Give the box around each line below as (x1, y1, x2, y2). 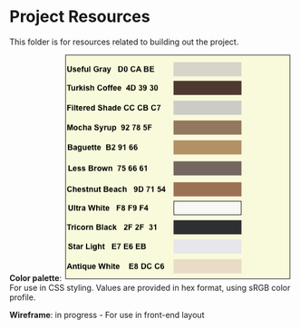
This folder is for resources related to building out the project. (9, 36, 239, 47)
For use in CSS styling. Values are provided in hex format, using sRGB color (9, 282, 291, 293)
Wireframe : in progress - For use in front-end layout (9, 309, 205, 320)
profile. (9, 292, 36, 303)
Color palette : (9, 272, 62, 283)
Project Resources (9, 6, 151, 27)
